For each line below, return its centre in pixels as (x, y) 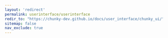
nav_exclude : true (24, 28)
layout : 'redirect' (25, 10)
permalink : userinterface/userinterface (48, 14)
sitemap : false (21, 23)
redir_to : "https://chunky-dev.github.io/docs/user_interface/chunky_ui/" (85, 19)
